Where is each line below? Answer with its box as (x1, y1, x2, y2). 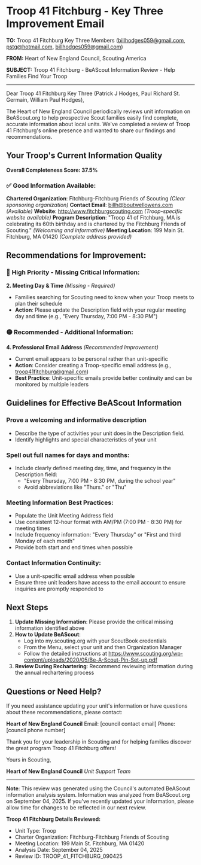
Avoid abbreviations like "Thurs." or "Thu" (23, 483, 127, 491)
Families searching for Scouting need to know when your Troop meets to (14, 293, 194, 300)
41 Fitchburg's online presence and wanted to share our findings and (6, 127, 176, 134)
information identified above (14, 625, 85, 632)
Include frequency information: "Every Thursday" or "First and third (14, 531, 181, 538)
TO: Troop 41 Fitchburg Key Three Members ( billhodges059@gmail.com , (6, 36, 185, 44)
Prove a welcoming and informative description (6, 416, 147, 424)
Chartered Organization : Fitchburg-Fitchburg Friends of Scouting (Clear (6, 195, 185, 202)
